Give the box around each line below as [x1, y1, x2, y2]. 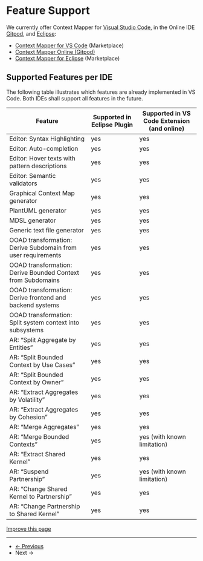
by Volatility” [9, 395, 45, 404]
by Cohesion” [9, 413, 48, 421]
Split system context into [9, 318, 80, 327]
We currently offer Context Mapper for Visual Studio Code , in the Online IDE [6, 24, 195, 31]
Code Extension [143, 116, 190, 125]
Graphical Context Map [9, 189, 76, 197]
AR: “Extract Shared [9, 450, 66, 458]
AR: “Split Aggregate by [9, 335, 77, 344]
